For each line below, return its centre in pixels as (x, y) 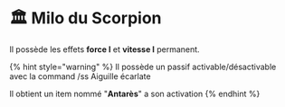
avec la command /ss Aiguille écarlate (80, 76)
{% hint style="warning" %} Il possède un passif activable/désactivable (143, 67)
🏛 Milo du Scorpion (85, 18)
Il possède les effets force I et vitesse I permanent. (105, 49)
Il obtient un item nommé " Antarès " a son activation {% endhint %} (135, 94)
